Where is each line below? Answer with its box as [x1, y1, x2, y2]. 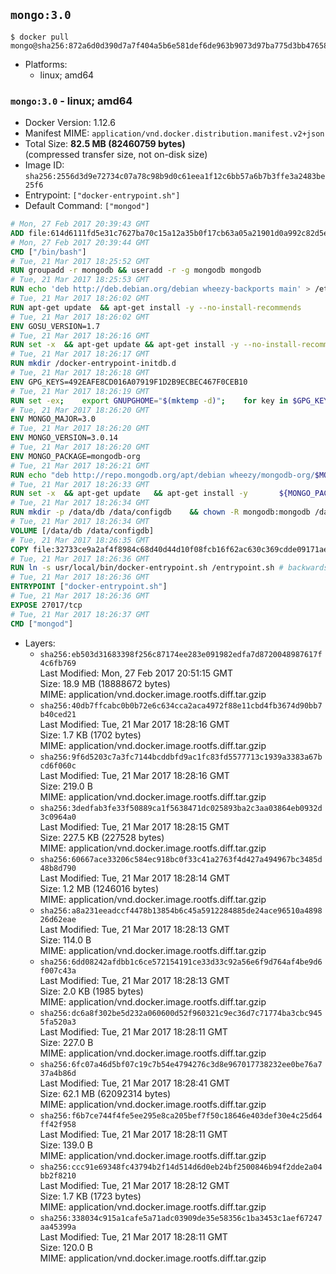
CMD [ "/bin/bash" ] [10, 247, 87, 257]
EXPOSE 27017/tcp [10, 600, 83, 610]
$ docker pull [10, 32, 70, 42]
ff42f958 [39, 1119, 77, 1129]
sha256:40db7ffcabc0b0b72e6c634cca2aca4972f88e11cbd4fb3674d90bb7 [39, 700, 323, 711]
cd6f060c [39, 760, 77, 771]
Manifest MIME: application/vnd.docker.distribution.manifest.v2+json [24, 127, 325, 139]
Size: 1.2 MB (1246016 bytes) [39, 882, 160, 894]
